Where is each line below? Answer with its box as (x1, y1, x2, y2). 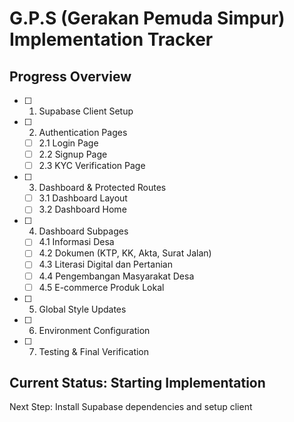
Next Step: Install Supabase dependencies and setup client (9, 401, 253, 413)
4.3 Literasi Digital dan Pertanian (38, 258, 173, 271)
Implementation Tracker (9, 28, 214, 51)
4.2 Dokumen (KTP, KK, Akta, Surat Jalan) (38, 247, 212, 259)
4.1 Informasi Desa (38, 236, 115, 248)
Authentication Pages (38, 127, 128, 138)
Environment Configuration (38, 324, 151, 336)
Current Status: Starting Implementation (9, 375, 266, 392)
